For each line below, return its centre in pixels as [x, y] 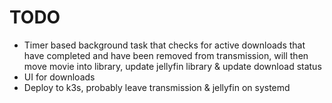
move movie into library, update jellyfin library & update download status [172, 66]
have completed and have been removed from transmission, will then [166, 55]
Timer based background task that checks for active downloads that [164, 45]
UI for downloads [59, 77]
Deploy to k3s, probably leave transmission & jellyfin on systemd [157, 87]
